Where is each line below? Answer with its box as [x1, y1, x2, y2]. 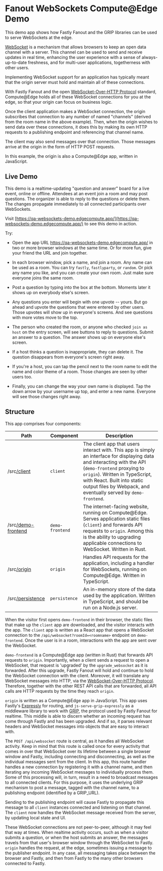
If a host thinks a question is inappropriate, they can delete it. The [12, 349, 143, 354]
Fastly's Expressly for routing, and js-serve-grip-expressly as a [5, 703, 134, 708]
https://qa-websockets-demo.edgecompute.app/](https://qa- [16, 215, 139, 222]
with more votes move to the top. [12, 315, 79, 320]
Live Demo [5, 172, 38, 181]
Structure [5, 408, 35, 416]
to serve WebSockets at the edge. [5, 35, 73, 40]
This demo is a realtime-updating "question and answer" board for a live [5, 185, 149, 191]
